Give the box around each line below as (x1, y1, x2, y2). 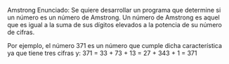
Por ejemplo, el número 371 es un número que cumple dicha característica (7, 42, 223, 49)
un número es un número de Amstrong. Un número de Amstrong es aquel (7, 13, 220, 22)
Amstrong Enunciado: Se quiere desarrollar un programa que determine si (7, 6, 221, 14)
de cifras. (7, 28, 35, 36)
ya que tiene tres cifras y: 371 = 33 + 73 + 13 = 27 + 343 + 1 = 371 (7, 49, 197, 57)
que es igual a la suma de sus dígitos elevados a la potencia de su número (7, 21, 223, 29)
